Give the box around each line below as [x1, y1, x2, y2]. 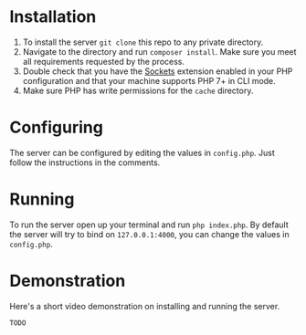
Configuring [9, 117, 103, 138]
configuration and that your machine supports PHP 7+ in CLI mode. [22, 75, 276, 86]
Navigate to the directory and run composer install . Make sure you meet [22, 46, 297, 57]
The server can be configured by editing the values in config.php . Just [9, 147, 276, 158]
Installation [9, 6, 97, 27]
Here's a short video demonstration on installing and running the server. [9, 300, 280, 311]
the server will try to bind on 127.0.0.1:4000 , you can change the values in [9, 228, 290, 239]
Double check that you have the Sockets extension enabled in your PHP [22, 66, 293, 77]
